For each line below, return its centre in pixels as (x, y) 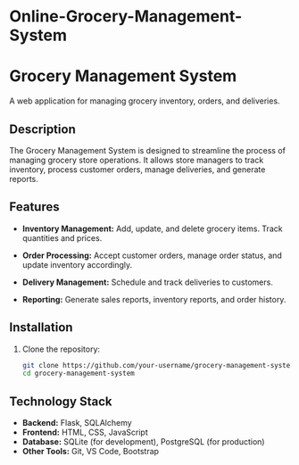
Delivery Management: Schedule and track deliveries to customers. (148, 282)
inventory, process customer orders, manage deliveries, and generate (137, 169)
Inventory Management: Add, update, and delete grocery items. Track (152, 228)
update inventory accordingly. (77, 264)
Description (42, 129)
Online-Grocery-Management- (126, 17)
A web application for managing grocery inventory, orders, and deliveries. (145, 101)
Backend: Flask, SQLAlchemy (77, 423)
